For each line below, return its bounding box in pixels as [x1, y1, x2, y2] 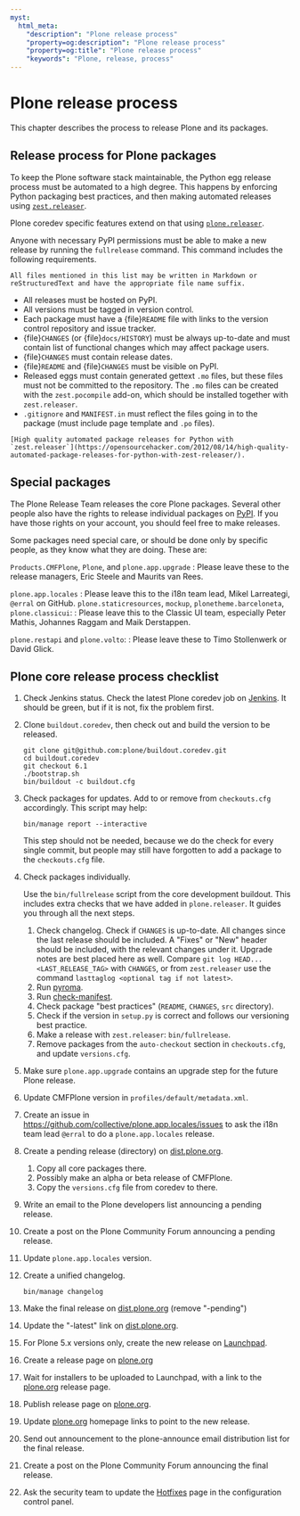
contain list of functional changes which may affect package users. [22, 342, 270, 352]
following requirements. [10, 253, 97, 264]
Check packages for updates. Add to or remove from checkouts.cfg [22, 793, 272, 803]
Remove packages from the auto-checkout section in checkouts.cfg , [36, 1039, 286, 1050]
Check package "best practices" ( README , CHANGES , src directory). [36, 1001, 274, 1012]
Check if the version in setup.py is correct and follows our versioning [36, 1010, 290, 1021]
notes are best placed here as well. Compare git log [36, 953, 231, 964]
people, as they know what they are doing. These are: [10, 544, 207, 555]
